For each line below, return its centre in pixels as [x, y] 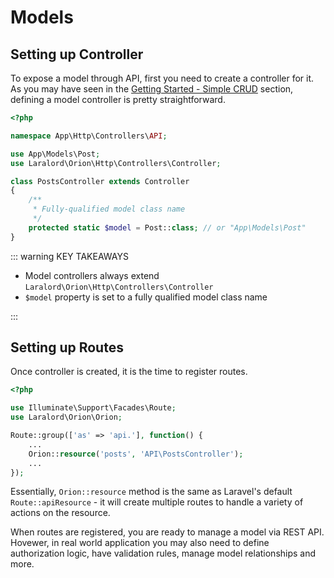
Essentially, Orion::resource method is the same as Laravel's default [151, 492]
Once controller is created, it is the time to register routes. [129, 372]
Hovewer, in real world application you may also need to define [140, 543]
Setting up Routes [67, 347]
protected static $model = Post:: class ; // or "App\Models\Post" [167, 227]
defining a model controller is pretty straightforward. [118, 99]
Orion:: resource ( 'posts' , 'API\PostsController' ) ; [136, 454]
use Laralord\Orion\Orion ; [66, 417]
